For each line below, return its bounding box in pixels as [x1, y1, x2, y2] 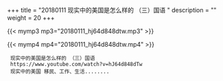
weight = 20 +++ [7, 14, 55, 22]
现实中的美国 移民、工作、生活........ [10, 68, 110, 75]
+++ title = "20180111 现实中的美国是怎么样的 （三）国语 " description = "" [7, 6, 217, 14]
